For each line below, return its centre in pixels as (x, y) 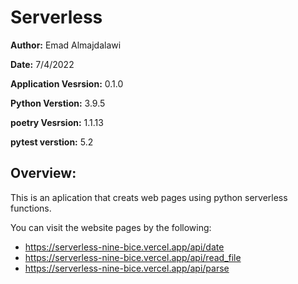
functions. (31, 208)
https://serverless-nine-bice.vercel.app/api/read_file (133, 257)
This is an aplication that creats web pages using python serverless (149, 197)
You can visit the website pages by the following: (111, 227)
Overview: (43, 173)
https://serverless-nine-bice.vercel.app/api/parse (127, 268)
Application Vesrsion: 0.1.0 (67, 83)
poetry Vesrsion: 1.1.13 (57, 122)
